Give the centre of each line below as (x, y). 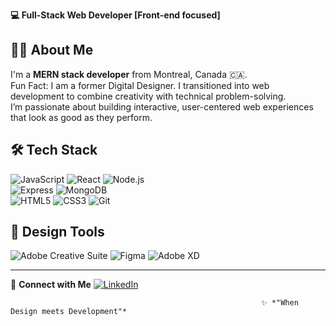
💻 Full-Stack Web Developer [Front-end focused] (115, 15)
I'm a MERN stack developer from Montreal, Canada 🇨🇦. (129, 74)
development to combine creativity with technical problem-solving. (148, 96)
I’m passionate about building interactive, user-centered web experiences (162, 106)
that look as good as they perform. (81, 117)
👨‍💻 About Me (52, 50)
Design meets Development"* (69, 312)
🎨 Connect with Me (51, 285)
